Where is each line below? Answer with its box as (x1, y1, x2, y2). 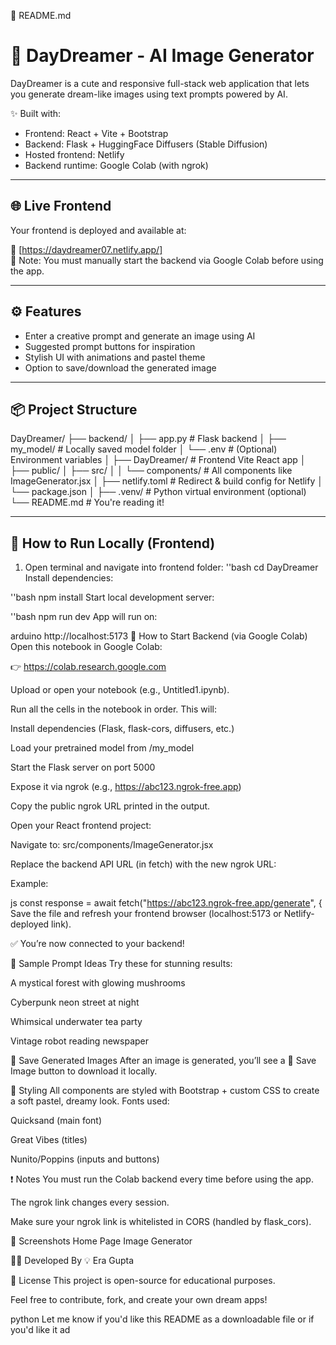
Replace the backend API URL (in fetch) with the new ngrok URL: (10, 858, 277, 870)
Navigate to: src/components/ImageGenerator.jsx (10, 839, 214, 851)
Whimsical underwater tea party (10, 1016, 143, 1028)
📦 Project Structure (10, 401, 138, 418)
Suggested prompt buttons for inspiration (24, 340, 196, 352)
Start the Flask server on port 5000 (10, 761, 156, 774)
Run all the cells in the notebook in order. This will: (10, 703, 217, 715)
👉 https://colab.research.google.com (10, 661, 167, 673)
